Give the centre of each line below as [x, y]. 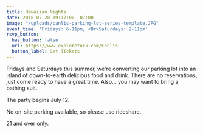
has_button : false [35, 40]
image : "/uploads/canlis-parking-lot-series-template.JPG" [83, 23]
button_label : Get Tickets [46, 52]
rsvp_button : [23, 35]
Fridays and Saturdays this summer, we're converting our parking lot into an [101, 69]
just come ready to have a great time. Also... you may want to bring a [92, 81]
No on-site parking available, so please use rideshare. [74, 111]
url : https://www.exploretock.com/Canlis [65, 46]
